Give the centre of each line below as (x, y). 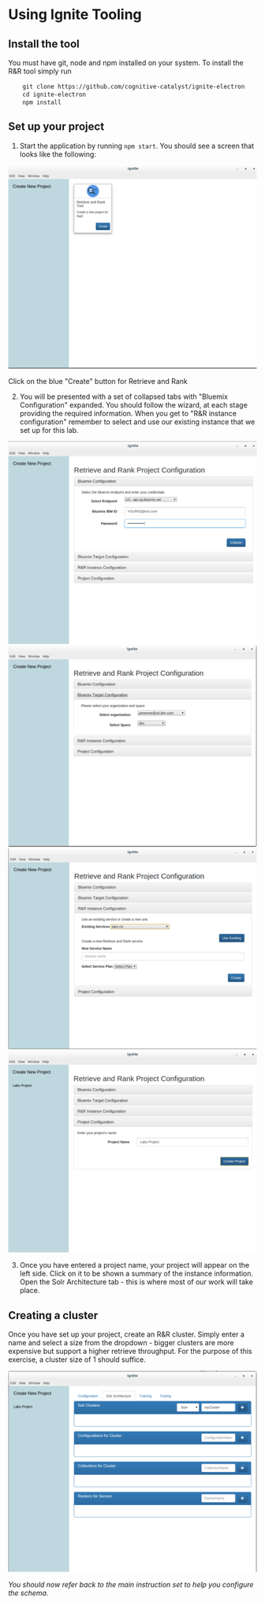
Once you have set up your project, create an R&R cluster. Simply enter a (126, 1334)
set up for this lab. (49, 430)
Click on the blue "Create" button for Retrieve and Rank (98, 381)
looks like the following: (58, 154)
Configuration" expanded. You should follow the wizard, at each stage (134, 404)
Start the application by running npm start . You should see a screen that (137, 146)
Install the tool (44, 44)
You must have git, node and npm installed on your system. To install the (126, 63)
